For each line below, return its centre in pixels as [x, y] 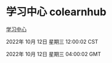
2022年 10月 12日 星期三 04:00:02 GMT [53, 54]
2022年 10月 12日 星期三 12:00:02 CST [52, 41]
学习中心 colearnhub [56, 12]
